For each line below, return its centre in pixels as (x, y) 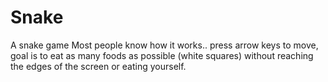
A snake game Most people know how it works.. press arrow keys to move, (164, 45)
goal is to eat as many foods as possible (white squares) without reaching (162, 55)
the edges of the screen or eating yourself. (98, 66)
